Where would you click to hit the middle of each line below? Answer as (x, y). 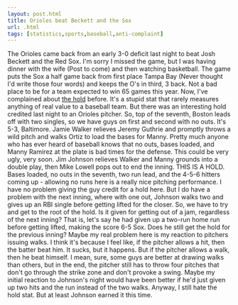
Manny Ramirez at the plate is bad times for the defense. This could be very (118, 152)
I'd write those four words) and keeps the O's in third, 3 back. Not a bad (113, 84)
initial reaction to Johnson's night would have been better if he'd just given (117, 280)
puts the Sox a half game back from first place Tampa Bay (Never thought (115, 77)
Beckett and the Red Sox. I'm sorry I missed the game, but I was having (112, 62)
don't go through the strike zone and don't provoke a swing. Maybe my (111, 272)
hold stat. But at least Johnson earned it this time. (80, 295)
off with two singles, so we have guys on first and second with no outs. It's (117, 122)
